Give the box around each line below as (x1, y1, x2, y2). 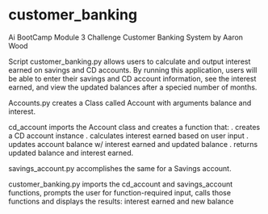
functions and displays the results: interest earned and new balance (8, 196, 234, 206)
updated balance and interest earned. (8, 148, 134, 157)
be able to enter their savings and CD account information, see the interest (8, 73, 257, 83)
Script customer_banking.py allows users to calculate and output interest (8, 57, 251, 66)
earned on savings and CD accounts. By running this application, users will (8, 65, 258, 74)
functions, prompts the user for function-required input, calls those (8, 187, 232, 197)
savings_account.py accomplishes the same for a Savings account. (8, 163, 232, 173)
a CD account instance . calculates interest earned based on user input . (8, 131, 249, 141)
